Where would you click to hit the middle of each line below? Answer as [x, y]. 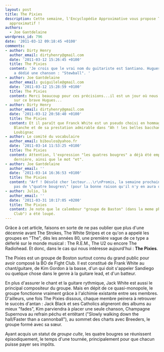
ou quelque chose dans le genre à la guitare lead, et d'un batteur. [71, 273]
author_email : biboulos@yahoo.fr [43, 141]
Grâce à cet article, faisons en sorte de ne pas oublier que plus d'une [75, 228]
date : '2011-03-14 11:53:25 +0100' [46, 146]
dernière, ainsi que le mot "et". [49, 159]
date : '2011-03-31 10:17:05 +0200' [46, 200]
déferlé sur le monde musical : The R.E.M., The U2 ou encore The [71, 243]
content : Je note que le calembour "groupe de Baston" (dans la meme [82, 209]
